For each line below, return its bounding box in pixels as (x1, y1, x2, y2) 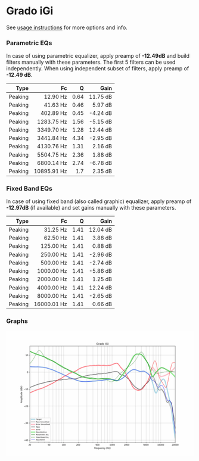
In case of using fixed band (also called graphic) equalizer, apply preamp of (6, 198, 192, 205)
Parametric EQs (6, 39, 52, 47)
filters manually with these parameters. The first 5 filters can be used (6, 58, 176, 66)
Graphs (6, 317, 28, 325)
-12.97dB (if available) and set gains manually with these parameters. (6, 204, 176, 211)
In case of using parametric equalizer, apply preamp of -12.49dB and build (6, 52, 189, 60)
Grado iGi (6, 4, 54, 18)
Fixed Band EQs (6, 184, 52, 192)
